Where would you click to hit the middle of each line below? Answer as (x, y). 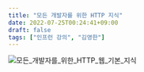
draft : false (30, 30)
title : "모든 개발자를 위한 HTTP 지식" (66, 15)
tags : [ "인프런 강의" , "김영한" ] (57, 37)
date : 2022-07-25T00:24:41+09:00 (63, 23)
